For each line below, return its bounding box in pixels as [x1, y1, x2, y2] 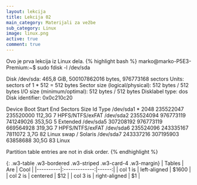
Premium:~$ [6, 64, 36, 71]
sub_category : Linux [6, 25, 57, 31]
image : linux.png [6, 31, 49, 37]
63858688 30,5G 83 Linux [6, 137, 71, 144]
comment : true [6, 42, 41, 48]
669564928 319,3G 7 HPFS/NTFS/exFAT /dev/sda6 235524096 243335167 [6, 124, 189, 131]
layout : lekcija [6, 8, 46, 15]
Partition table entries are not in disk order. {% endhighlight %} [6, 148, 159, 155]
